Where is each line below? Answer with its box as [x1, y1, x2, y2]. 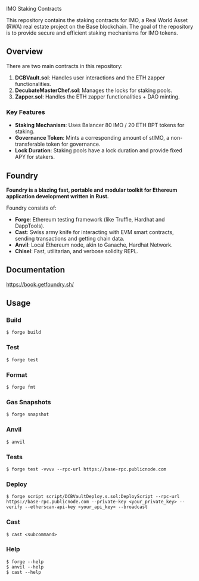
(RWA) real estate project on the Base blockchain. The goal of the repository [6, 23, 194, 30]
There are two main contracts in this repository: [6, 62, 123, 69]
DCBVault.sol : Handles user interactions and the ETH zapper [14, 74, 165, 81]
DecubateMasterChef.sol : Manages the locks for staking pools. [14, 87, 173, 94]
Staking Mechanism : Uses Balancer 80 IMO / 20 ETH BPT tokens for [14, 122, 185, 129]
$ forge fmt [6, 385, 36, 391]
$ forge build [6, 330, 42, 336]
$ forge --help [6, 558, 44, 565]
